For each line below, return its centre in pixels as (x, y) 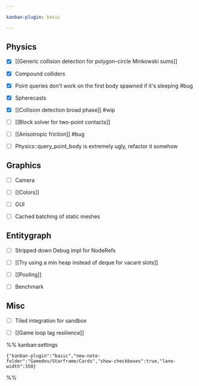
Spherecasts (31, 98)
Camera (25, 180)
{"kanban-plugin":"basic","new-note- (54, 356)
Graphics (24, 166)
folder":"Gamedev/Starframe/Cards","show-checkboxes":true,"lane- (91, 361)
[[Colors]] (27, 192)
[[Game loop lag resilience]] (49, 332)
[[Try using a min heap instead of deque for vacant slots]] (86, 262)
